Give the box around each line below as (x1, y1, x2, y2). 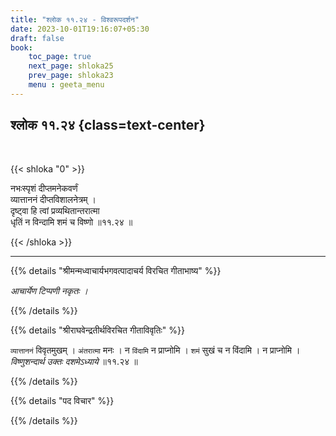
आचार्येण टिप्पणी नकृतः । (10, 284, 88, 296)
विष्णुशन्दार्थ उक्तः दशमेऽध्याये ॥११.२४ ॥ (10, 355, 138, 367)
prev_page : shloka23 (28, 71, 114, 81)
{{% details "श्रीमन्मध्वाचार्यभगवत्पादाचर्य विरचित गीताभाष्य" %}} (10, 264, 222, 276)
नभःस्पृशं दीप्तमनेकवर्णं (10, 182, 78, 194)
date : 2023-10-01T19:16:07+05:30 (10, 24, 150, 34)
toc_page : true (28, 52, 92, 62)
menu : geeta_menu (28, 80, 105, 90)
